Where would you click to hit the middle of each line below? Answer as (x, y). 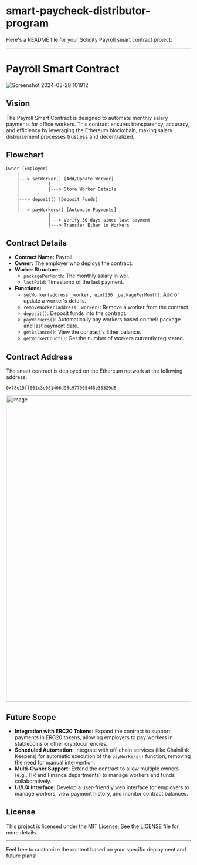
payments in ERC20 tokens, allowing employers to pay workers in (94, 737)
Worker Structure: (37, 270)
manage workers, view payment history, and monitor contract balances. (101, 793)
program (28, 23)
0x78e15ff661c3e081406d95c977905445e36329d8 (61, 388)
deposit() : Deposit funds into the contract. (75, 313)
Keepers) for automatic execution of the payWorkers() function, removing (103, 756)
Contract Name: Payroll (43, 257)
